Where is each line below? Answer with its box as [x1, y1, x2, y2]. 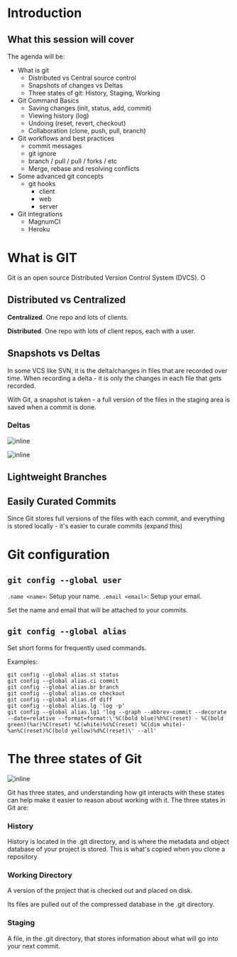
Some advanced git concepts [17, 172, 104, 180]
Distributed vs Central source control [28, 73, 136, 82]
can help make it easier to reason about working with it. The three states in [7, 795, 226, 804]
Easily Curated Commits [7, 495, 116, 507]
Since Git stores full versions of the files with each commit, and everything [7, 514, 225, 523]
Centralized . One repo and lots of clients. [7, 313, 129, 321]
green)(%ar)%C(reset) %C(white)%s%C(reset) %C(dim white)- [7, 721, 186, 728]
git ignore [28, 150, 57, 157]
